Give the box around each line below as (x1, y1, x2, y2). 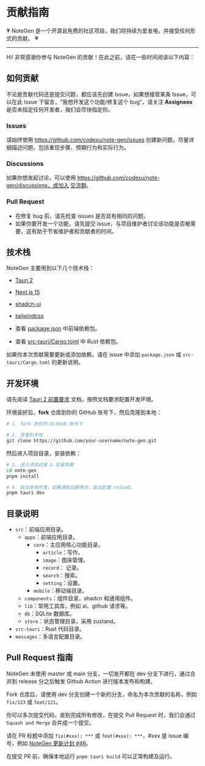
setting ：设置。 (42, 579, 84, 587)
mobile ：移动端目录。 (33, 587, 88, 595)
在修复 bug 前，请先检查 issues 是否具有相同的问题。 (15, 212, 149, 219)
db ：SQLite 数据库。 (24, 610, 75, 617)
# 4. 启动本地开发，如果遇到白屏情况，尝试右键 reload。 (6, 484, 135, 490)
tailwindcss (15, 312, 44, 320)
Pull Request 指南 (6, 653, 73, 663)
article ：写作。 (42, 549, 84, 556)
